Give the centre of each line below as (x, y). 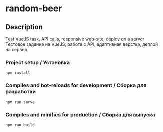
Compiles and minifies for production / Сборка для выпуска (80, 114)
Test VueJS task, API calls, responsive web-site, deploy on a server (75, 39)
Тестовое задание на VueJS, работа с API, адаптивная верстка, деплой (82, 44)
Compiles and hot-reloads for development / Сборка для (76, 85)
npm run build (20, 125)
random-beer (34, 9)
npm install (18, 73)
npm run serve (20, 102)
